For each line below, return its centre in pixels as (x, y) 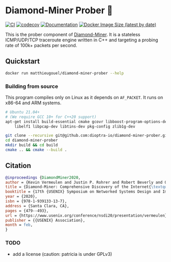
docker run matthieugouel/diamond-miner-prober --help (65, 73)
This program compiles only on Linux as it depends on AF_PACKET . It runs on (84, 97)
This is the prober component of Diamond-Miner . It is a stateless (73, 34)
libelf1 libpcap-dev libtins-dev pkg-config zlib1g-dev (75, 126)
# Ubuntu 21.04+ (22, 112)
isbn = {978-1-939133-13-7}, (36, 201)
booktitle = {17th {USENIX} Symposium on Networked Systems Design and (83, 192)
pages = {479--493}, (27, 211)
